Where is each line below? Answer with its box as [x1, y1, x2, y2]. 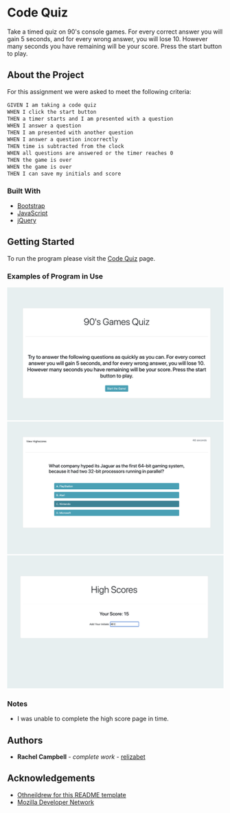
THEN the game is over [7, 156, 72, 163]
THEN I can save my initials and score [7, 170, 122, 177]
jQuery [16, 216, 36, 224]
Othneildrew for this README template [16, 790, 126, 799]
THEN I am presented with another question [7, 129, 134, 136]
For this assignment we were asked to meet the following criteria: [7, 87, 192, 95]
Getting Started [7, 236, 75, 248]
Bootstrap [16, 202, 45, 210]
